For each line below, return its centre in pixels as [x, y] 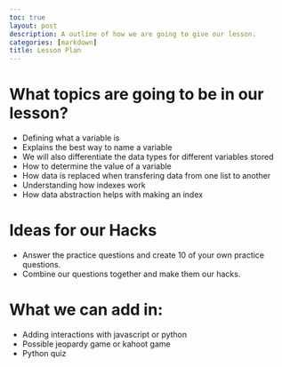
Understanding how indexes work [84, 185]
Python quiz [44, 353]
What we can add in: [86, 310]
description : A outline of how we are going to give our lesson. [133, 34]
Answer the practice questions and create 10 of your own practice [143, 255]
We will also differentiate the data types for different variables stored [148, 157]
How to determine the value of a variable [97, 166]
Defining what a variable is [71, 138]
